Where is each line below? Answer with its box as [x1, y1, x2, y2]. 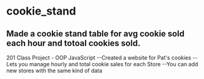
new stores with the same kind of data [6, 67, 103, 74]
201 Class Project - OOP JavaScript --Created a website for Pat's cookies [6, 54, 191, 61]
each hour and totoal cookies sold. [6, 38, 140, 48]
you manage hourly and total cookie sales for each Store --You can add [18, 61, 199, 67]
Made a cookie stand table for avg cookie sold [6, 29, 185, 39]
